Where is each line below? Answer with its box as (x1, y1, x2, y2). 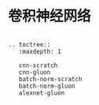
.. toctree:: (8, 40, 51, 48)
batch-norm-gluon (18, 82, 76, 90)
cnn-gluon (18, 68, 51, 76)
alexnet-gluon (18, 88, 65, 97)
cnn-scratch (18, 61, 58, 69)
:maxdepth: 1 (18, 47, 61, 55)
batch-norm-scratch (18, 75, 82, 83)
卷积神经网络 (8, 7, 92, 25)
